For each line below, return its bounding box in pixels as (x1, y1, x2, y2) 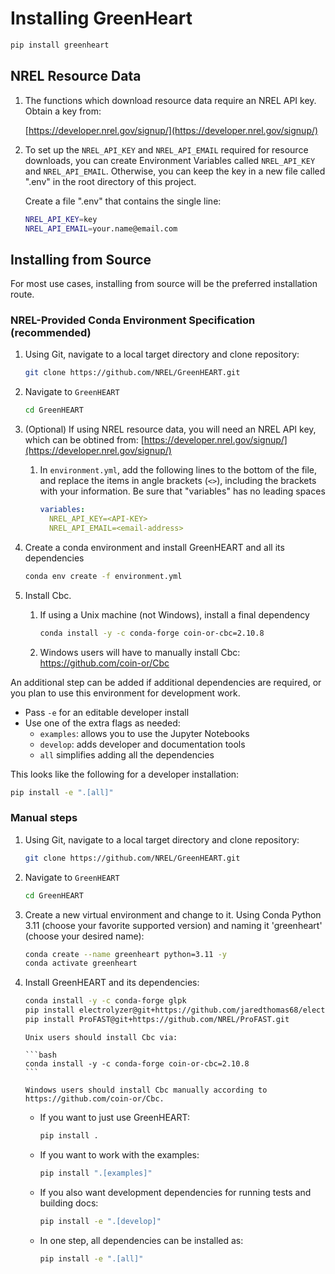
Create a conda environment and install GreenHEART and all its (24, 541, 285, 553)
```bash (24, 1050, 57, 1060)
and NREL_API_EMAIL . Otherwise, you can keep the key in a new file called (24, 165, 326, 177)
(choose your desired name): (24, 930, 145, 942)
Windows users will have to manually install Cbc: (39, 646, 241, 658)
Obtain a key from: (24, 105, 102, 117)
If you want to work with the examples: (39, 1148, 200, 1161)
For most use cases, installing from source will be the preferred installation (10, 278, 318, 290)
